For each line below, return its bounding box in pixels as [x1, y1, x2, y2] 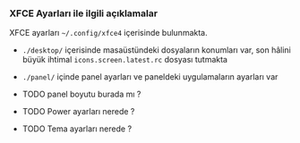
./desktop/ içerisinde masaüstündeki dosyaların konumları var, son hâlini [21, 45, 291, 55]
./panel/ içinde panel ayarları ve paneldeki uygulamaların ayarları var [21, 71, 279, 82]
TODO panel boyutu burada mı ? [21, 88, 141, 100]
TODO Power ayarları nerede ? [21, 106, 135, 117]
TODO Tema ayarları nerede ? [21, 123, 133, 134]
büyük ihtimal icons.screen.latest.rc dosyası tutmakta [21, 55, 228, 65]
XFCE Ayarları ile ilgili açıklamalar [9, 7, 159, 20]
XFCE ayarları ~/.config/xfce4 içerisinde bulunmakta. [9, 28, 208, 38]
